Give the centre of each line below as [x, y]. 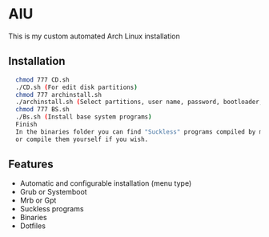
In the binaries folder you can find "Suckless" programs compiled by [136, 132]
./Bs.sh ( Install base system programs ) [84, 117]
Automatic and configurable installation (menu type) [106, 183]
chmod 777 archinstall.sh [59, 94]
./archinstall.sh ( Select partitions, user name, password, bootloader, [139, 102]
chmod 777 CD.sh [42, 80]
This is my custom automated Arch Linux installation [94, 36]
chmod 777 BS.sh [42, 110]
